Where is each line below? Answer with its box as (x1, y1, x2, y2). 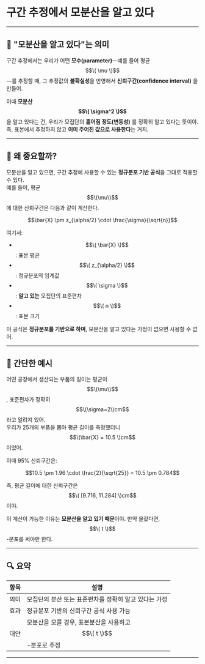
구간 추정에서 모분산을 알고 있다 (6, 6, 154, 20)
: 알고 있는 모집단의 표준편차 (15, 292, 82, 299)
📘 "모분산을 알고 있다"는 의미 (6, 39, 110, 50)
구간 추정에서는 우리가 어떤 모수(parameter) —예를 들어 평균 (6, 56, 151, 64)
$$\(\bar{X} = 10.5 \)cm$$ (69, 434, 136, 441)
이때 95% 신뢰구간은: (6, 457, 57, 464)
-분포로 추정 (26, 641, 61, 649)
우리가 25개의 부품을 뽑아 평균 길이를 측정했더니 (6, 423, 121, 431)
